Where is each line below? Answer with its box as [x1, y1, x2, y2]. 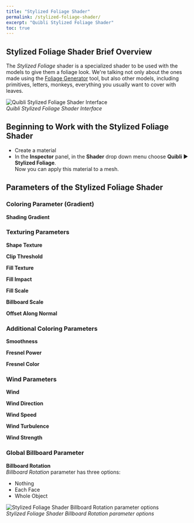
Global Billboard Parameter [6, 449, 84, 457]
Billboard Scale [6, 298, 44, 306]
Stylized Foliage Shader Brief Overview [6, 46, 152, 56]
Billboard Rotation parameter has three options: [6, 468, 121, 475]
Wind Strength [6, 434, 43, 441]
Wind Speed [6, 411, 37, 418]
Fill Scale [6, 287, 29, 294]
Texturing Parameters [6, 228, 70, 236]
